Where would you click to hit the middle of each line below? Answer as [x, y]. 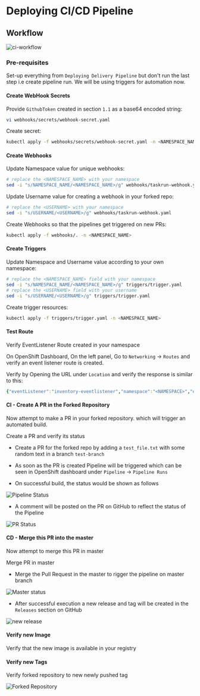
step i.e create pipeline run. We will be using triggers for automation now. [96, 82]
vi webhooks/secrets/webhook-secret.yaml [58, 120]
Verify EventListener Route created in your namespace [73, 345]
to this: [15, 380]
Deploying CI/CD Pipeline [70, 11]
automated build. [27, 425]
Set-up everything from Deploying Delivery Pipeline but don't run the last [98, 76]
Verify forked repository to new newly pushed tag [67, 675]
